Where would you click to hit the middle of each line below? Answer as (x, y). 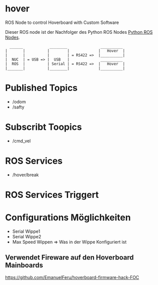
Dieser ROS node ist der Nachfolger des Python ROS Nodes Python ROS (79, 32)
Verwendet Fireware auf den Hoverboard (69, 257)
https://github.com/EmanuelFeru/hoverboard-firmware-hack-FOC (72, 277)
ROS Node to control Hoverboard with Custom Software (62, 22)
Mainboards (24, 265)
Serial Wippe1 (26, 231)
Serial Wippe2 (26, 236)
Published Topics (41, 88)
